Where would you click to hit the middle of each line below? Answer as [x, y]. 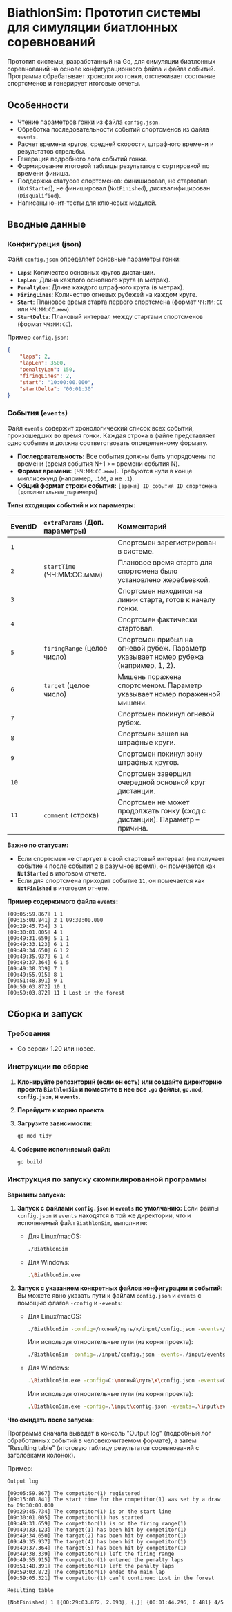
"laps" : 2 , [35, 357]
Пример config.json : [38, 338]
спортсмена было [148, 571]
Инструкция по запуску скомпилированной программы [107, 1179]
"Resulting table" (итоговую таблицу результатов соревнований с [103, 1448]
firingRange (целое [76, 648]
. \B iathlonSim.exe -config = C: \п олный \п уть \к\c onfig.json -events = [125, 1381]
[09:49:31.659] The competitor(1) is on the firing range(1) [97, 1524]
